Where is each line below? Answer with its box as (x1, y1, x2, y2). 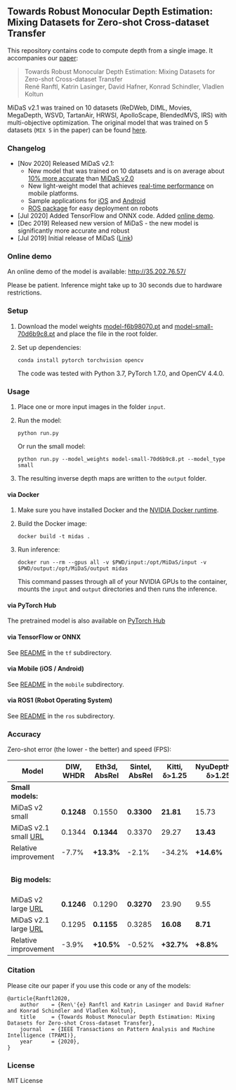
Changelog (7, 143, 46, 153)
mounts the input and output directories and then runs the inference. (17, 585, 218, 593)
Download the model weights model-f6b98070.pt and (17, 322, 173, 330)
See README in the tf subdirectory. (7, 648, 112, 656)
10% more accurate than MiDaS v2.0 (27, 174, 135, 183)
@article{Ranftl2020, (7, 994, 71, 1002)
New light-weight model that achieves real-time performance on (27, 182, 214, 190)
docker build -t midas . (17, 533, 91, 540)
